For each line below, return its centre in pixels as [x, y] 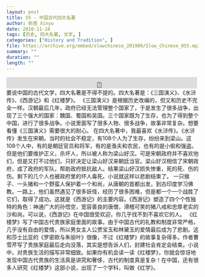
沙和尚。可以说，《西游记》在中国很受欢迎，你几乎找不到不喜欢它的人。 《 [99, 214]
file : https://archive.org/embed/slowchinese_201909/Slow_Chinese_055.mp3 [103, 46]
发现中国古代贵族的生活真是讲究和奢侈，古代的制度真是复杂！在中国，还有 [100, 260]
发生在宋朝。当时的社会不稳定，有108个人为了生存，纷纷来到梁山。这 [104, 138]
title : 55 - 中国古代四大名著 [41, 18]
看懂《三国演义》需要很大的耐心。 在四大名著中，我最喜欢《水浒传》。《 [95, 130]
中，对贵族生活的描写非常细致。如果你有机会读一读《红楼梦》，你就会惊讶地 [101, 252]
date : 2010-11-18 [28, 29]
